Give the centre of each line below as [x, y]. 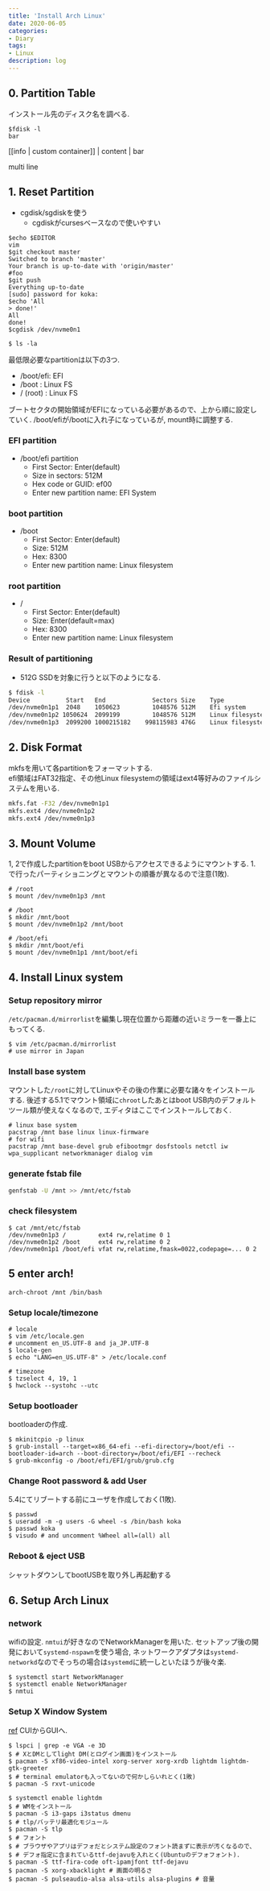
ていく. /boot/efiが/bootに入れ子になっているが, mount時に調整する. [121, 419]
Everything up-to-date [46, 287]
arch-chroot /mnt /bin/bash [55, 1292]
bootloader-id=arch [41, 1454]
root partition [35, 587]
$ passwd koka [32, 1529]
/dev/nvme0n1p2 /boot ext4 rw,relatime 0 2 [90, 1242]
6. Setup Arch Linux [59, 1601]
